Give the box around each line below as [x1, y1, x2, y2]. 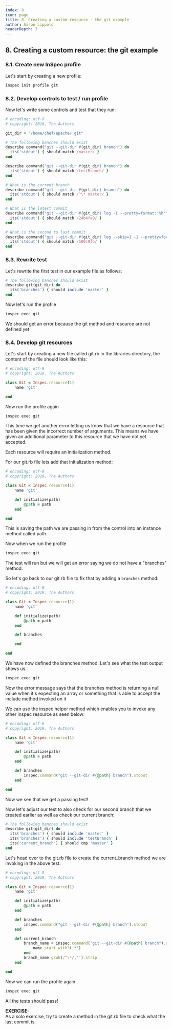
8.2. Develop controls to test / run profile [5, 95, 109, 102]
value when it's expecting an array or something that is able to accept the [5, 690, 160, 696]
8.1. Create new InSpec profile [5, 61, 81, 68]
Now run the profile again [5, 403, 59, 409]
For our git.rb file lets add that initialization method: [5, 459, 113, 465]
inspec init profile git [5, 83, 58, 88]
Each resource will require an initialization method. [5, 449, 112, 455]
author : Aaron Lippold [5, 22, 54, 27]
